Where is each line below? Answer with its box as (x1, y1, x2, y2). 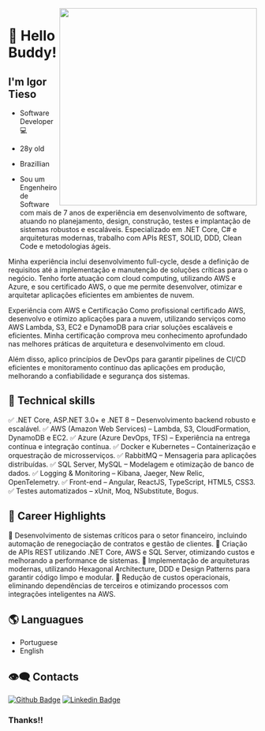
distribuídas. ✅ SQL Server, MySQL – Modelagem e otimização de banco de (8, 459, 255, 469)
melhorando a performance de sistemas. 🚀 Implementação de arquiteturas (8, 556, 250, 565)
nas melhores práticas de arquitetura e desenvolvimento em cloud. (8, 339, 226, 348)
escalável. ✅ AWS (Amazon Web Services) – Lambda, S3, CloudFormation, (8, 424, 251, 433)
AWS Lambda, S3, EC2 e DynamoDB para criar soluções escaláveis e (8, 323, 233, 332)
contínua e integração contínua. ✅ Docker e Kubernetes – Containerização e (8, 441, 256, 451)
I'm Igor (8, 75, 47, 88)
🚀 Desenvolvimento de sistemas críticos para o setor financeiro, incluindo (8, 530, 248, 540)
